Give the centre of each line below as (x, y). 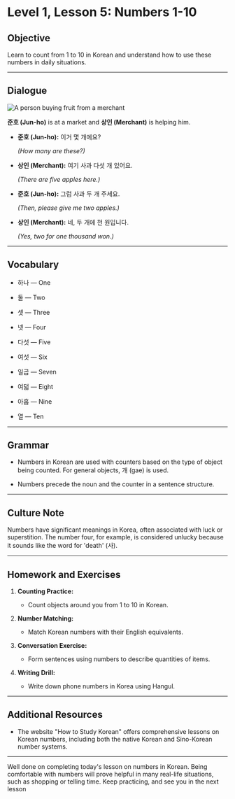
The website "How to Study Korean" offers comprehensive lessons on (118, 731)
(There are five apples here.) (59, 179)
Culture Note (36, 512)
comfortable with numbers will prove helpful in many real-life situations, (111, 774)
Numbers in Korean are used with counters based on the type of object (120, 462)
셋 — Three (34, 312)
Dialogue (27, 91)
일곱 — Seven (37, 372)
